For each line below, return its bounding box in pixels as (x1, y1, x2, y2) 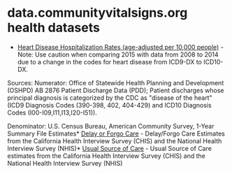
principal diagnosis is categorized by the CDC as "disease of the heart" (7, 93, 212, 102)
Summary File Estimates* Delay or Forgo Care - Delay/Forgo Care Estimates (7, 129, 225, 138)
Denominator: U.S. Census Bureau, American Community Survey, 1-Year (7, 122, 215, 130)
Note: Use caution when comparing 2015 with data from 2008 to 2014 (17, 50, 219, 59)
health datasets (7, 20, 100, 36)
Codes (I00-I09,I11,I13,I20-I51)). (7, 108, 98, 117)
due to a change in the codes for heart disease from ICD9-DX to (17, 57, 203, 66)
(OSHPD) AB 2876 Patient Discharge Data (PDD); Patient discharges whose (7, 86, 224, 94)
